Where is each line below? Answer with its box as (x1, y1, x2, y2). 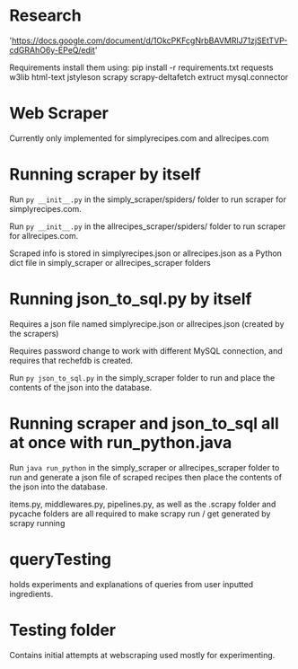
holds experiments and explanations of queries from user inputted (9, 578, 254, 589)
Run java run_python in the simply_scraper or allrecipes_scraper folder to (9, 462, 280, 472)
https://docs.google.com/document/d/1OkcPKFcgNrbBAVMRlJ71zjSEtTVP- (12, 35, 288, 46)
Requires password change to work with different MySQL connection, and (9, 345, 283, 356)
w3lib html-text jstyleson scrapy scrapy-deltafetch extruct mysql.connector (9, 71, 289, 82)
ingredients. (9, 588, 54, 599)
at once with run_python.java (9, 432, 232, 453)
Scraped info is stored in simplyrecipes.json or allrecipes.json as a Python (9, 248, 283, 259)
